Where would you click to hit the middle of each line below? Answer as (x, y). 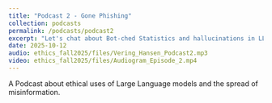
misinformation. (34, 92)
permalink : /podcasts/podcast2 (61, 31)
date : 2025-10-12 (38, 46)
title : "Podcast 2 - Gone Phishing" (70, 16)
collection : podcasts (45, 23)
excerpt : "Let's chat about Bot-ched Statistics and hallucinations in (132, 38)
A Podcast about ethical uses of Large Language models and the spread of (134, 83)
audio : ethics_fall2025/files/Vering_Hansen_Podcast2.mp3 (108, 53)
